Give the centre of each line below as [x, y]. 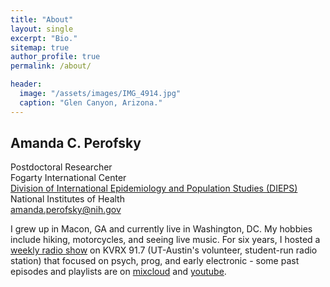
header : [26, 84]
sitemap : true [40, 47]
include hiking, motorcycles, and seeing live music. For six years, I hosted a [165, 240]
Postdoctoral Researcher [61, 167]
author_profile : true [55, 57]
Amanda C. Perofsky [76, 143]
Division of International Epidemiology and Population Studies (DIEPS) [154, 188]
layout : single [42, 29]
